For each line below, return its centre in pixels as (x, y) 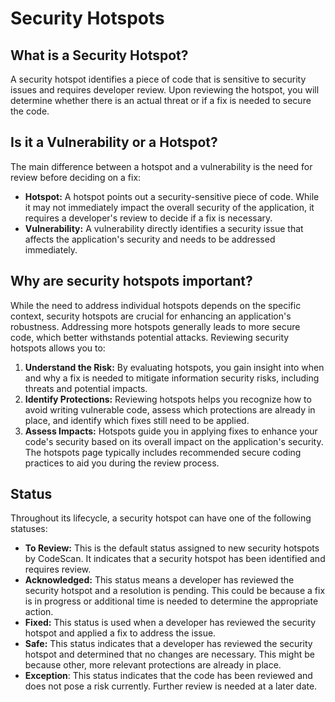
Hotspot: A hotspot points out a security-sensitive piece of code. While (172, 196)
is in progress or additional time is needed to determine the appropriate (171, 601)
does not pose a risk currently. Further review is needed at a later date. (171, 686)
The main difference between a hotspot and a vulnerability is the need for (161, 166)
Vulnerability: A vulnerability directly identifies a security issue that (164, 228)
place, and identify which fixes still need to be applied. (137, 420)
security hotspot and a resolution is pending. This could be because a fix (175, 591)
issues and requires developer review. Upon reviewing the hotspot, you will (165, 90)
